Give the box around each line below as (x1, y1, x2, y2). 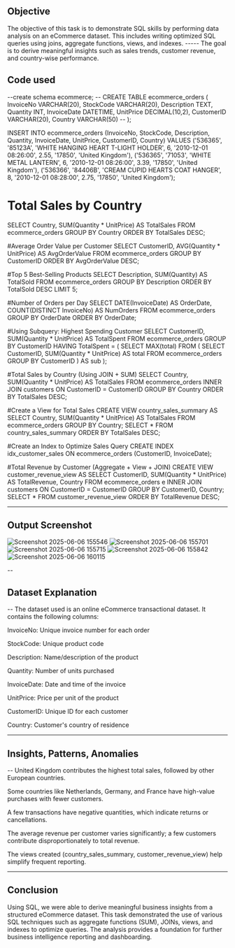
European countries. (7, 774, 66, 782)
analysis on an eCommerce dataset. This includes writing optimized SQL (7, 31, 216, 40)
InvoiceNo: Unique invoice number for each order (7, 626, 150, 635)
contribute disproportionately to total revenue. (7, 837, 140, 845)
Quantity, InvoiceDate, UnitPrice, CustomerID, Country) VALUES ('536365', (7, 136, 222, 144)
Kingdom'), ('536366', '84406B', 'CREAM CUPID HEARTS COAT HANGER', (7, 166, 222, 174)
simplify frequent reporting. (7, 858, 87, 866)
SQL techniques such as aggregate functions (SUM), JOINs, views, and (7, 917, 213, 926)
